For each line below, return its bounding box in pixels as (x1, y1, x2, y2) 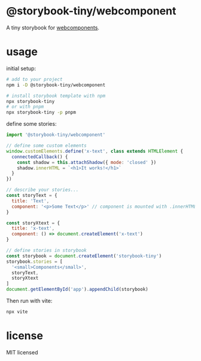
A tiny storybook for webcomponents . (6, 24, 100, 31)
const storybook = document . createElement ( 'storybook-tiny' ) (6, 253, 162, 259)
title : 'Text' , (11, 198, 50, 204)
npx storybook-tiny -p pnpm (6, 110, 77, 116)
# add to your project (6, 76, 63, 82)
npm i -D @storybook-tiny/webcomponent (6, 82, 106, 88)
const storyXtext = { (6, 220, 60, 226)
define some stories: (6, 120, 57, 128)
